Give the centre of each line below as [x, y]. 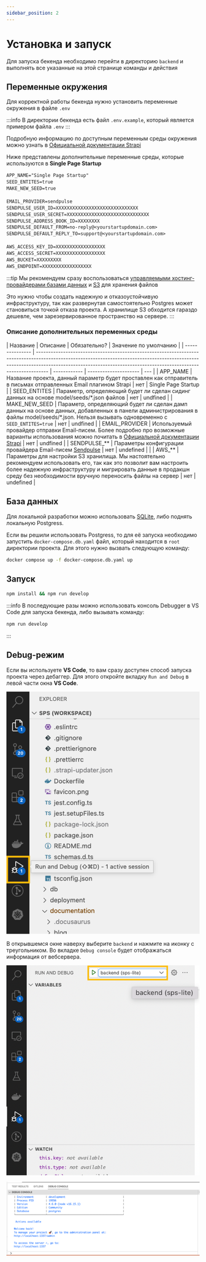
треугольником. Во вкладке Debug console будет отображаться [89, 950]
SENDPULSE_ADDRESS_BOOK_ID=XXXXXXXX [53, 221]
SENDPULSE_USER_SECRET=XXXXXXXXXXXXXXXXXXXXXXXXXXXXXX [78, 214]
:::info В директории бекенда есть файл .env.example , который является [100, 120]
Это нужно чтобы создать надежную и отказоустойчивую [82, 296]
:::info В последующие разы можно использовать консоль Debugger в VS [103, 606]
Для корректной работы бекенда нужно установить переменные [92, 102]
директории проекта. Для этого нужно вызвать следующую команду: [98, 548]
